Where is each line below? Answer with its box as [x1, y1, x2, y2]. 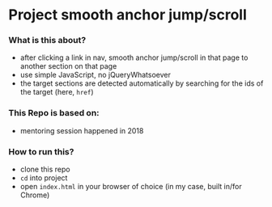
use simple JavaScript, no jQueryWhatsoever [19, 70, 172, 80]
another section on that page [19, 61, 117, 71]
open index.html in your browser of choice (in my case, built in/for [19, 182, 242, 192]
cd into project [19, 173, 68, 183]
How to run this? [8, 146, 74, 157]
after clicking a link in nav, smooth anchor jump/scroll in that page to [19, 53, 249, 62]
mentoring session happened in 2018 [19, 125, 144, 135]
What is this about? [8, 35, 87, 46]
